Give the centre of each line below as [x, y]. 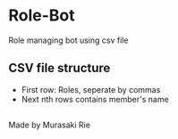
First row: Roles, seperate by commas [91, 89]
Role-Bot [42, 16]
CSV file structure [59, 68]
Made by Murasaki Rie [50, 125]
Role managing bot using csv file [68, 40]
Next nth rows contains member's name [95, 99]
